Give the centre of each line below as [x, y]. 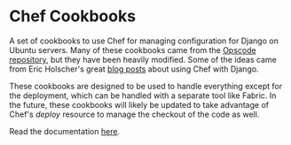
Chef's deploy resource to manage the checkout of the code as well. [134, 114]
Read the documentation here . [65, 131]
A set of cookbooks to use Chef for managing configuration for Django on [144, 41]
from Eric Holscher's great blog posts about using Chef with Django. [134, 69]
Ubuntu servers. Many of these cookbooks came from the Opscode [133, 50]
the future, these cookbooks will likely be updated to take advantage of [139, 104]
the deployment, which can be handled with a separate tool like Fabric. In [143, 95]
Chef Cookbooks [72, 16]
